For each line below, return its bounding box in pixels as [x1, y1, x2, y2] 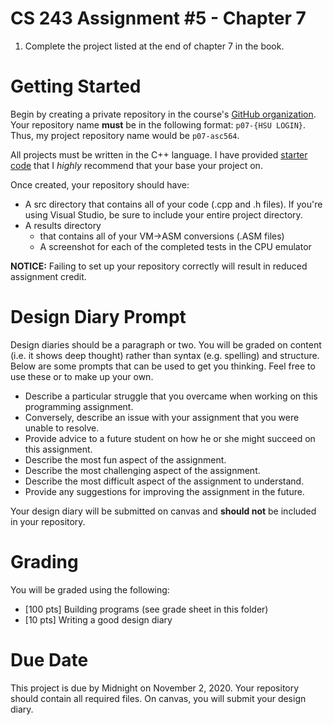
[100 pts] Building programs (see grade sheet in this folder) [24, 603, 269, 615]
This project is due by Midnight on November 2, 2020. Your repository [10, 682, 300, 694]
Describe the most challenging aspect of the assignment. [24, 464, 261, 476]
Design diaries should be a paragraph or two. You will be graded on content [10, 338, 322, 351]
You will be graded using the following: [10, 583, 170, 596]
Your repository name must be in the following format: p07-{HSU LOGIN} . [10, 118, 307, 131]
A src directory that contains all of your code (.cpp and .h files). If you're [24, 198, 323, 210]
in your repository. [10, 515, 86, 527]
